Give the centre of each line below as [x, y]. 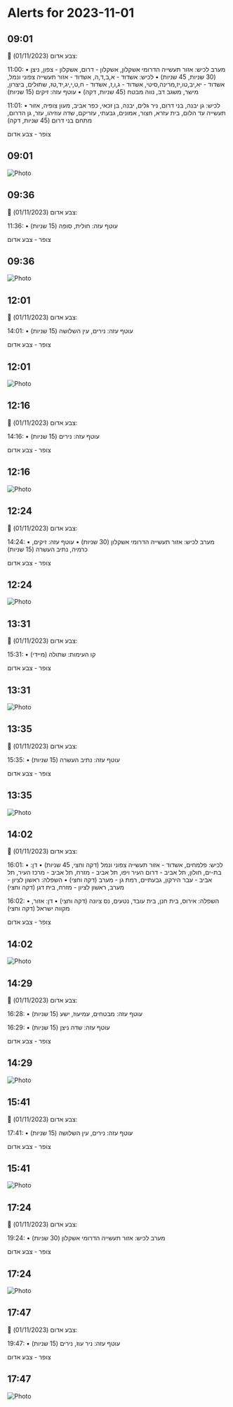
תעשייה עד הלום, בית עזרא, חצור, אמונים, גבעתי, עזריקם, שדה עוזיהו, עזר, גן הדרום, [116, 113]
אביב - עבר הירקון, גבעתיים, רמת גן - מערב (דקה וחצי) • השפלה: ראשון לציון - [110, 880]
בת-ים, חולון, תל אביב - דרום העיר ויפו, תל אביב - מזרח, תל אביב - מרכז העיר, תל [115, 873]
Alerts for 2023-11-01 [71, 13]
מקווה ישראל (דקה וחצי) [39, 908]
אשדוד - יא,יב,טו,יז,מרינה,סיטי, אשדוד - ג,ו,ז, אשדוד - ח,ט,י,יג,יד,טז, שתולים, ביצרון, [116, 84]
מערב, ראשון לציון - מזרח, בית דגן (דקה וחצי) [66, 887]
